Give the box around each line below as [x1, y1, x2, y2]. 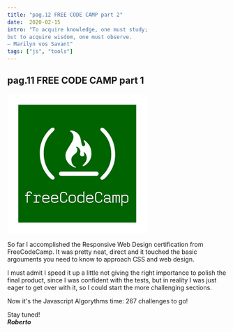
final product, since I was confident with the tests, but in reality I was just [7, 276, 217, 284]
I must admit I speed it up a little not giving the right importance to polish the [7, 269, 227, 277]
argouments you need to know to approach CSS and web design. [7, 255, 195, 263]
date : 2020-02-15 [7, 18, 61, 26]
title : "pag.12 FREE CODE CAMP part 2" [7, 11, 123, 18]
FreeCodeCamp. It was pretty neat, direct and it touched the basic [7, 248, 197, 256]
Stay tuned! [7, 310, 40, 319]
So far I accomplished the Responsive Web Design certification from [7, 240, 204, 248]
